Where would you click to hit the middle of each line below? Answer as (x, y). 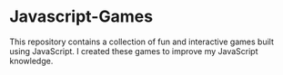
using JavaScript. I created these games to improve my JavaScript (134, 51)
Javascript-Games (81, 17)
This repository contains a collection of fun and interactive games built (142, 42)
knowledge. (31, 61)
